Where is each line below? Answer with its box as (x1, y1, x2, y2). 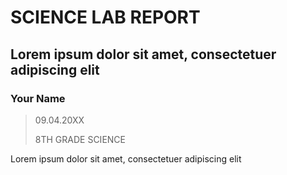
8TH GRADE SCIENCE (34, 133, 126, 145)
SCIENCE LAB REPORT (10, 6, 201, 29)
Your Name (10, 91, 66, 105)
